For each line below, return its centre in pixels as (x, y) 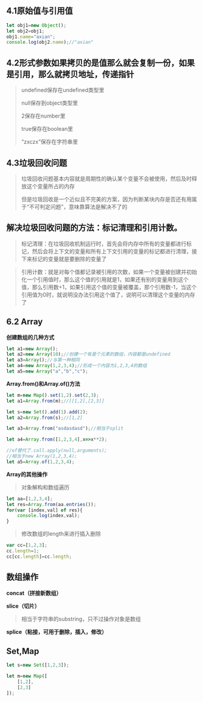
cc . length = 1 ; (23, 551)
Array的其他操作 (27, 474)
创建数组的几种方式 (30, 337)
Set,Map (23, 651)
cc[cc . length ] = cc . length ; (39, 556)
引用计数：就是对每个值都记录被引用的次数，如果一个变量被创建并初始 (109, 272)
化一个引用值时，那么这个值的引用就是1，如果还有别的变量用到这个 (105, 279)
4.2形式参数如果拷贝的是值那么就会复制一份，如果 (101, 63)
